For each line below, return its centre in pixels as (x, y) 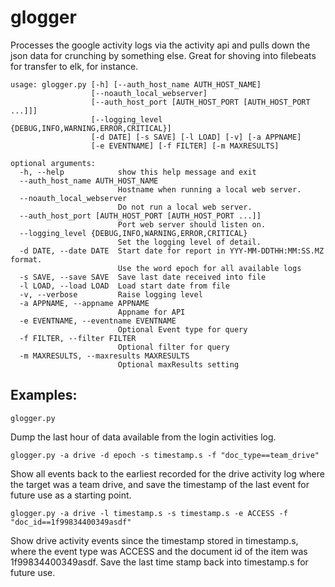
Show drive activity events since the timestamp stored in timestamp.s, (154, 540)
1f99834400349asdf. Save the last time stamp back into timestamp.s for (159, 562)
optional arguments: (53, 163)
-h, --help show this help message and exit (138, 172)
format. (26, 259)
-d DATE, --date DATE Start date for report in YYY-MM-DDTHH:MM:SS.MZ (172, 251)
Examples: (44, 395)
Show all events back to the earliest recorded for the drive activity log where (167, 473)
